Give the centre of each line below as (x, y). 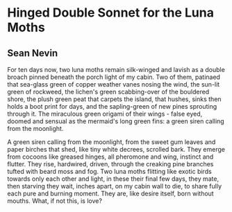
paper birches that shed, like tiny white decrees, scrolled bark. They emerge (116, 149)
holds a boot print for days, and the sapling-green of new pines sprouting (112, 106)
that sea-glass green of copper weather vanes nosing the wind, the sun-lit (114, 84)
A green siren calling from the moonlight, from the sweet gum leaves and (111, 142)
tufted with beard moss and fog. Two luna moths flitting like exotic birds (109, 171)
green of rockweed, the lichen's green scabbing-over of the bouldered (108, 92)
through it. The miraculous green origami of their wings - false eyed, (105, 114)
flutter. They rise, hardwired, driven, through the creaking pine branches (110, 164)
